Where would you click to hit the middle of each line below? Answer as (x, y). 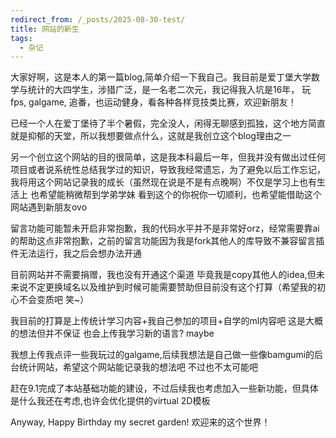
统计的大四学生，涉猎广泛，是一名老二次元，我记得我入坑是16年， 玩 (169, 90)
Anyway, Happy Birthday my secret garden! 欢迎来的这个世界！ (140, 422)
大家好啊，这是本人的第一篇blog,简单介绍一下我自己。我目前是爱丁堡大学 (161, 77)
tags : (21, 38)
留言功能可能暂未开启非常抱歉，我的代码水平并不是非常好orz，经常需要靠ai (165, 228)
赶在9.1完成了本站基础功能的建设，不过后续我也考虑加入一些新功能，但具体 (164, 388)
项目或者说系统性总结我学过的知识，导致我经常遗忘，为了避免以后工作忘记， (168, 170)
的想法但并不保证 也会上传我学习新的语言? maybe (112, 333)
